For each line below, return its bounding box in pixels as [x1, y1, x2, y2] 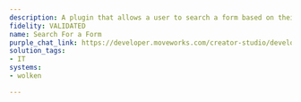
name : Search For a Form [9, 30, 102, 38]
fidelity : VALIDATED [9, 21, 87, 30]
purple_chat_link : [9, 38, 78, 47]
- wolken [9, 72, 42, 81]
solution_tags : [9, 47, 66, 55]
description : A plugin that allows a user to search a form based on [9, 13, 275, 22]
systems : [9, 64, 42, 72]
